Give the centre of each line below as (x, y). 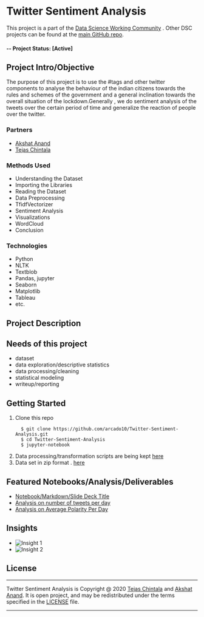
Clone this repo (34, 418)
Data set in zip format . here (50, 463)
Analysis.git (32, 434)
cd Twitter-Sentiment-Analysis (66, 440)
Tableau (25, 298)
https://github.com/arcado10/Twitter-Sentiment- (116, 429)
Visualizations (32, 217)
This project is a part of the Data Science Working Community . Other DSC (99, 28)
